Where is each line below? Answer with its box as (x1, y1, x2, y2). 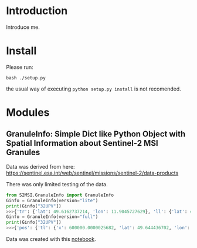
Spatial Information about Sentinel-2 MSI (6, 138, 158, 148)
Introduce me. (6, 24, 40, 31)
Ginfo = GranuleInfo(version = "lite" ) (6, 197, 98, 203)
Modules (6, 106, 50, 119)
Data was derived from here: (6, 163, 75, 170)
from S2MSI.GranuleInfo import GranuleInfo (6, 192, 114, 198)
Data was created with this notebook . (6, 236, 96, 242)
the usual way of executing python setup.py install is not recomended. (6, 85, 182, 92)
